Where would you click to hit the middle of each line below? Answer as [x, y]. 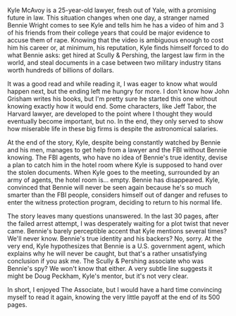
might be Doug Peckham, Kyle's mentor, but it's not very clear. [98, 276]
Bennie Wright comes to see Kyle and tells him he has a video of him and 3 [116, 25]
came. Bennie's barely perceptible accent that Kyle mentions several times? [117, 231]
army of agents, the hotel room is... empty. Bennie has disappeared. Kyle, [114, 180]
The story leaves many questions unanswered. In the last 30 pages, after [113, 216]
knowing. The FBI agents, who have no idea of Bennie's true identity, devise [117, 157]
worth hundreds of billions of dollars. [61, 70]
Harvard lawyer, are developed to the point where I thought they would [110, 114]
